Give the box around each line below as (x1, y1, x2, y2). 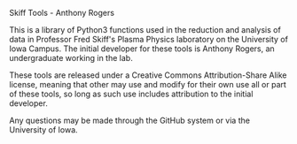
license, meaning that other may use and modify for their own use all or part (9, 80, 286, 89)
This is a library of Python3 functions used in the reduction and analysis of (9, 25, 281, 34)
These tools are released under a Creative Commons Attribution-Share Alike (9, 70, 287, 80)
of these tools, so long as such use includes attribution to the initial (9, 88, 254, 99)
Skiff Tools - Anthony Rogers (9, 8, 115, 18)
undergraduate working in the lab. (9, 53, 133, 63)
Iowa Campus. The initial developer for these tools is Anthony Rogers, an (9, 43, 275, 54)
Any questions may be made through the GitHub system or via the (9, 115, 251, 125)
